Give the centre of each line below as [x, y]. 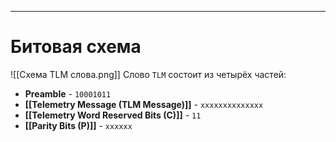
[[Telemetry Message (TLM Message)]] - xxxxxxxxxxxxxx [144, 104]
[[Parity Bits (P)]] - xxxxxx [78, 125]
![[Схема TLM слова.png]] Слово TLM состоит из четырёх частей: [148, 74]
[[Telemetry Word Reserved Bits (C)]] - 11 [113, 115]
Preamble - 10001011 [68, 93]
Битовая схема [76, 47]
